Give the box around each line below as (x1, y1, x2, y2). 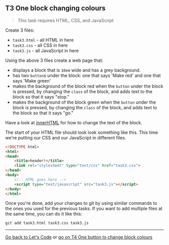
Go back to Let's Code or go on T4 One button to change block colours (5, 234, 152, 240)
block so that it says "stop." (12, 94, 69, 100)
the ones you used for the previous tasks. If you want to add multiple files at (5, 206, 162, 212)
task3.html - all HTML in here (12, 37, 74, 43)
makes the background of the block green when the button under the (12, 99, 156, 105)
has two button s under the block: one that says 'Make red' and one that (12, 72, 161, 78)
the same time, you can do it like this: (5, 211, 82, 217)
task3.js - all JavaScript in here (12, 47, 79, 53)
